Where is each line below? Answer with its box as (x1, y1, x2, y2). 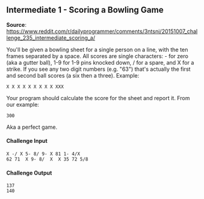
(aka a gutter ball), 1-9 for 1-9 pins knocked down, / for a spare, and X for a (6, 59, 194, 66)
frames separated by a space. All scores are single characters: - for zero (6, 52, 189, 60)
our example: (6, 101, 40, 108)
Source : (6, 21, 27, 28)
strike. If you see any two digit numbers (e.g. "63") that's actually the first (6, 65, 191, 73)
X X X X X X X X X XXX (6, 84, 64, 90)
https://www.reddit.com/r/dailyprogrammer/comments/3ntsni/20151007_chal (6, 27, 198, 35)
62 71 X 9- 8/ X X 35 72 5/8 (6, 156, 88, 162)
